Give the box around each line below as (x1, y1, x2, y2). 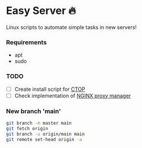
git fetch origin (6, 125, 49, 132)
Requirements (6, 38, 47, 46)
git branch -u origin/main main (6, 131, 85, 137)
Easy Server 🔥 (6, 4, 76, 17)
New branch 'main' (6, 107, 61, 115)
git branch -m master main (6, 120, 72, 126)
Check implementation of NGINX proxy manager (14, 92, 131, 99)
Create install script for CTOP (14, 86, 86, 93)
